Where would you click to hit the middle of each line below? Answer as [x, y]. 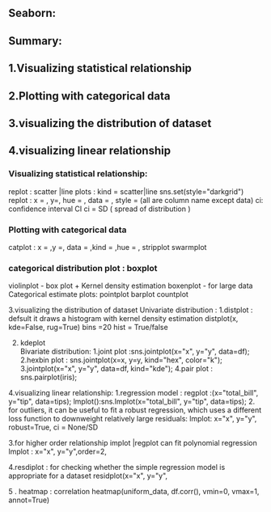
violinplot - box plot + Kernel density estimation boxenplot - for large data [131, 286]
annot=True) [29, 500]
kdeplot [33, 343]
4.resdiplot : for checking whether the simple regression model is [117, 468]
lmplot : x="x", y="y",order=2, [58, 451]
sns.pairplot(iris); [49, 377]
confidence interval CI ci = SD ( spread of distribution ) [100, 209]
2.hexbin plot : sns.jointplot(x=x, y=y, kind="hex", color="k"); [121, 360]
